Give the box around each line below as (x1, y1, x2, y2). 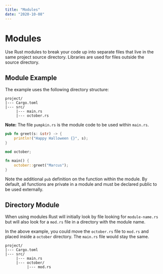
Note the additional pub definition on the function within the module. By (5, 176, 147, 182)
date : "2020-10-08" (5, 12, 45, 17)
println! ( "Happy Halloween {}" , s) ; (14, 136, 89, 141)
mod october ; (5, 149, 32, 154)
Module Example (5, 74, 57, 82)
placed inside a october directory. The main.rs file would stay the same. (5, 234, 149, 240)
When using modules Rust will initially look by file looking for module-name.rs (5, 214, 159, 220)
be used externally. (5, 187, 44, 193)
